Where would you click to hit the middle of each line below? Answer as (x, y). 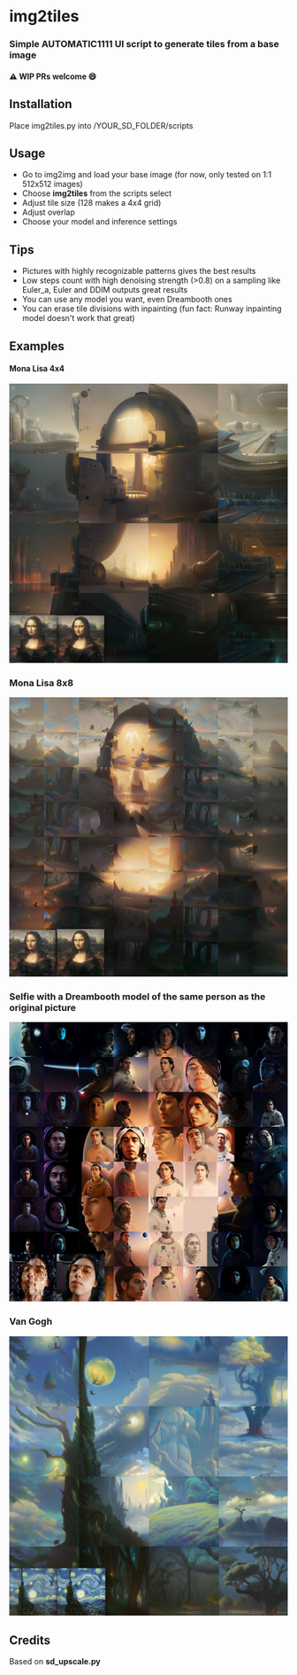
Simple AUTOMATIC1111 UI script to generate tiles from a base (145, 44)
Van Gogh (31, 1321)
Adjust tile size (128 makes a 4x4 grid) (91, 203)
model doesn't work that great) (78, 318)
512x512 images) (53, 184)
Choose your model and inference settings (99, 222)
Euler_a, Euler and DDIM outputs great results (105, 290)
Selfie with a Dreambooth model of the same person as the (137, 997)
